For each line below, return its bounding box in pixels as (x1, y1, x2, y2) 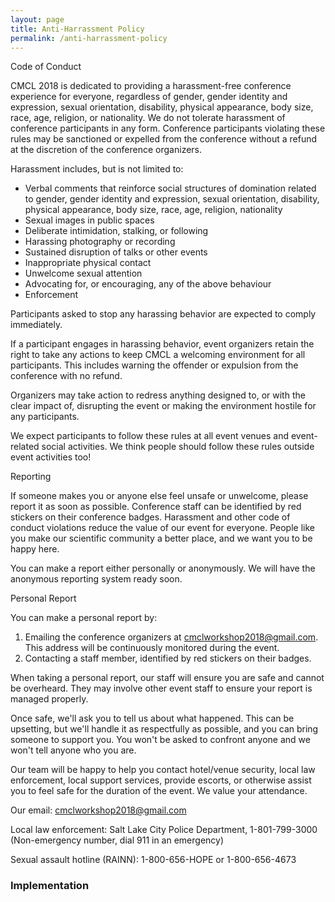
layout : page (10, 14, 65, 25)
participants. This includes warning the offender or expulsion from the (10, 359, 299, 371)
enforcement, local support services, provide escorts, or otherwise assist (10, 774, 312, 786)
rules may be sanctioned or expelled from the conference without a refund (10, 133, 318, 145)
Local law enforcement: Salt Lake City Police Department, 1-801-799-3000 (10, 824, 318, 836)
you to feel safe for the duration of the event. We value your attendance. (10, 785, 308, 797)
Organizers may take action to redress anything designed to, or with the (10, 389, 306, 401)
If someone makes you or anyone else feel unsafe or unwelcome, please (10, 490, 309, 502)
